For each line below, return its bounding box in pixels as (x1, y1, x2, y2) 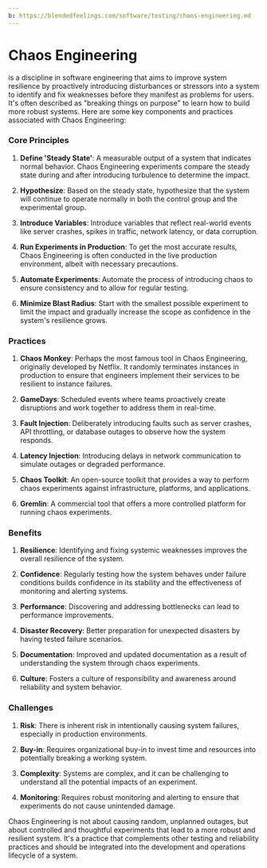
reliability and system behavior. (19, 683, 122, 692)
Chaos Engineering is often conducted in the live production (19, 250, 218, 260)
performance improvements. (19, 611, 114, 620)
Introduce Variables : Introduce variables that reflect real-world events (19, 217, 252, 228)
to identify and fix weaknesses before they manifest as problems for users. (8, 90, 254, 99)
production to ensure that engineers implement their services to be (19, 371, 240, 380)
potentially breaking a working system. (19, 753, 147, 762)
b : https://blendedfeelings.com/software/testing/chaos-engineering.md (8, 11, 251, 20)
